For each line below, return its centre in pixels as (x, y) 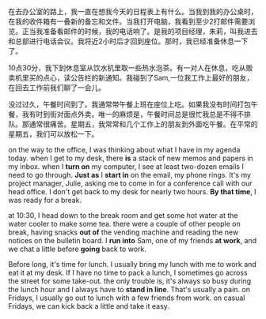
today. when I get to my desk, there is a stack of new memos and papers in (131, 158)
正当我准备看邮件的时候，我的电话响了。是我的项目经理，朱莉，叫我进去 (140, 31)
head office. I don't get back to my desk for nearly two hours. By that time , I (132, 191)
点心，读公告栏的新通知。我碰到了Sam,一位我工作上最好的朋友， (148, 78)
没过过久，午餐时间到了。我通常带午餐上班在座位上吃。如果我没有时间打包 (129, 104)
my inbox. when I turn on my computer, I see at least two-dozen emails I (126, 167)
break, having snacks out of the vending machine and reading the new (123, 232)
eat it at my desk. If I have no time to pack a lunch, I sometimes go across (128, 272)
